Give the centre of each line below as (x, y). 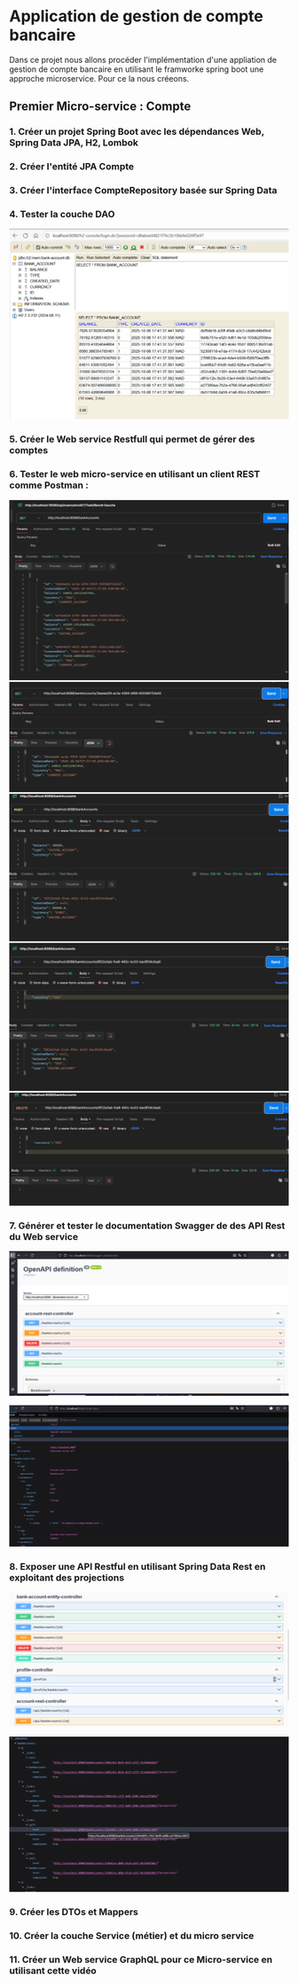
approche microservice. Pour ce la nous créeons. (99, 78)
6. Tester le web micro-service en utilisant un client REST (135, 474)
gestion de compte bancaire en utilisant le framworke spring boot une (137, 69)
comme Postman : (49, 485)
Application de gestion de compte (137, 16)
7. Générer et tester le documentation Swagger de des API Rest (147, 1226)
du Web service (43, 1237)
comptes (29, 451)
